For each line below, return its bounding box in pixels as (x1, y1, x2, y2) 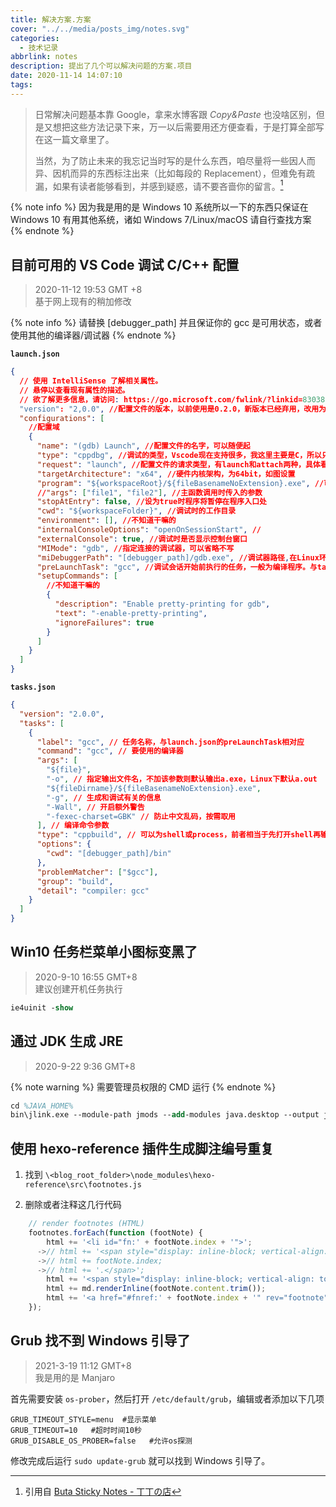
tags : (10, 80, 33, 90)
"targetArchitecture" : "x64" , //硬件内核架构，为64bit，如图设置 (36, 469, 296, 479)
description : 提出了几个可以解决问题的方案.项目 (10, 61, 193, 71)
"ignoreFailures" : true (54, 617, 155, 628)
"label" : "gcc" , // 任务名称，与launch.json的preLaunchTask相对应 (36, 737, 305, 747)
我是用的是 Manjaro (34, 1371, 116, 1383)
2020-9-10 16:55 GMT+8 (34, 971, 138, 983)
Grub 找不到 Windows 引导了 (10, 1332, 191, 1350)
